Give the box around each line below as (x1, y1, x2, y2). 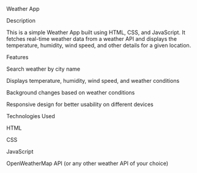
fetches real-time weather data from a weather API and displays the (6, 35, 177, 42)
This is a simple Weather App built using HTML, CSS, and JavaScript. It (6, 29, 185, 36)
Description (6, 17, 35, 24)
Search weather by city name (6, 65, 81, 72)
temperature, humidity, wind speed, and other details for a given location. (6, 42, 191, 49)
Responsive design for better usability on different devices (6, 101, 154, 108)
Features (6, 54, 29, 60)
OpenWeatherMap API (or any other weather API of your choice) (6, 160, 169, 167)
